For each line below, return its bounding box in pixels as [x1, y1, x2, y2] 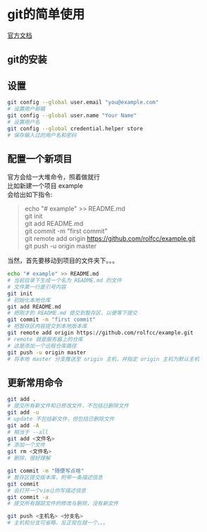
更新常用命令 [7, 376, 63, 388]
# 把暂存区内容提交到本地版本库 [7, 323, 87, 330]
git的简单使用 [7, 6, 85, 23]
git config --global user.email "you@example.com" [7, 99, 159, 106]
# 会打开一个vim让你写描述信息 [7, 487, 87, 494]
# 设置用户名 [7, 118, 40, 125]
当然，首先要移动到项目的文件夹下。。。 [7, 256, 118, 265]
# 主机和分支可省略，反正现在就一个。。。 [7, 519, 108, 526]
